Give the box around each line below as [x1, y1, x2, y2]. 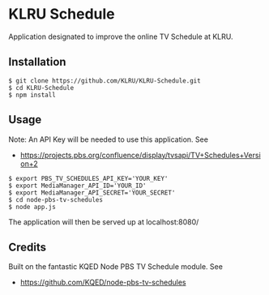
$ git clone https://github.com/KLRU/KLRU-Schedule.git [8, 76, 201, 85]
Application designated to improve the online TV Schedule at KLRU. [8, 32, 233, 41]
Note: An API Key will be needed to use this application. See [8, 135, 209, 144]
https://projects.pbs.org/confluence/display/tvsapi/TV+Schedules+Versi [19, 150, 261, 160]
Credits [8, 240, 47, 254]
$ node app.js [8, 203, 57, 211]
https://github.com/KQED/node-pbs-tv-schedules [19, 277, 186, 288]
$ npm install [8, 91, 57, 99]
